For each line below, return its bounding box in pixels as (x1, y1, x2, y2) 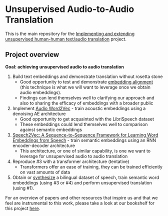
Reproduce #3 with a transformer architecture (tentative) (12, 158, 129, 164)
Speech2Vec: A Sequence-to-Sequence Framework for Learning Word (12, 131, 158, 138)
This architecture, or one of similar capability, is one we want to (19, 147, 151, 153)
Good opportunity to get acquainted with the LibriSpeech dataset (19, 116, 154, 122)
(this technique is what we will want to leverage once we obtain (19, 84, 151, 90)
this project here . (5, 205, 40, 211)
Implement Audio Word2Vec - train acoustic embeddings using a (12, 105, 146, 111)
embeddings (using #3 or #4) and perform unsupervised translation (12, 179, 152, 185)
